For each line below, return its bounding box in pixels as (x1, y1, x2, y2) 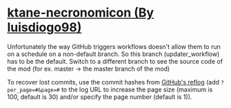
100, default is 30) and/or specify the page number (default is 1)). (7, 92, 192, 101)
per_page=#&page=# (7, 87, 60, 93)
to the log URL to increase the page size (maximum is (61, 85, 213, 93)
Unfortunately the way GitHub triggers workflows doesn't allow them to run (7, 42, 221, 51)
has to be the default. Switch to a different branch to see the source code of (7, 57, 223, 65)
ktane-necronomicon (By (7, 5, 154, 21)
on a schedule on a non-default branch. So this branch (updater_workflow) (7, 50, 220, 58)
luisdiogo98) (7, 19, 82, 35)
